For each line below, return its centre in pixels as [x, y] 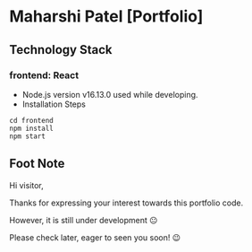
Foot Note [37, 164]
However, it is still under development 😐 [84, 220]
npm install [31, 128]
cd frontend [31, 120]
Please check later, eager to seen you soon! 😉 [95, 237]
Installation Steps [54, 104]
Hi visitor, [27, 185]
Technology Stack [61, 50]
